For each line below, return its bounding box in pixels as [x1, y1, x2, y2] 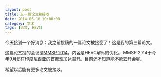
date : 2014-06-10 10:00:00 [5, 16, 60, 21]
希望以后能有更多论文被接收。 [5, 67, 65, 73]
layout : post [5, 7, 32, 12]
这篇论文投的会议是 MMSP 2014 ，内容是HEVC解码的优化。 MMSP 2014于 [5, 50, 152, 56]
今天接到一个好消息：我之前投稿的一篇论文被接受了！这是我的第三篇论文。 [5, 40, 155, 46]
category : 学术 [5, 21, 35, 26]
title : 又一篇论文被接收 [5, 12, 50, 17]
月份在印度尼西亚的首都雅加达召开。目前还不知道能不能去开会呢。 [12, 56, 145, 62]
